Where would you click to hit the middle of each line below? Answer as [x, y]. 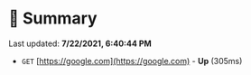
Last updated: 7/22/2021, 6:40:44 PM [80, 43]
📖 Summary [53, 19]
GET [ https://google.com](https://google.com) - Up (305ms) [132, 61]
